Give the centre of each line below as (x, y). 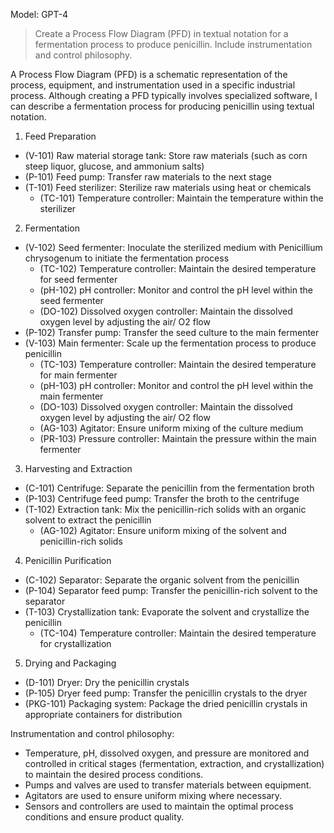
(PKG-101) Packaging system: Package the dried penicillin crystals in (166, 703)
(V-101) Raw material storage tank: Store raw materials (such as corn (166, 155)
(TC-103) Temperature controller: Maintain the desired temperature (178, 364)
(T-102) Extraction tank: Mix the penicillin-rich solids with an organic (165, 509)
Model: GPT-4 (39, 14)
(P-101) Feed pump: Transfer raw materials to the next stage (148, 177)
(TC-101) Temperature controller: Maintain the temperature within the (181, 198)
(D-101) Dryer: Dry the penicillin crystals (107, 682)
